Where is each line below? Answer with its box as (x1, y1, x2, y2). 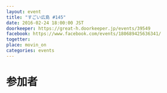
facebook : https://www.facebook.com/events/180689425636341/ (6, 31, 162, 37)
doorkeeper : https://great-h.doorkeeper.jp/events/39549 (6, 25, 151, 32)
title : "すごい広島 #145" (6, 14, 66, 20)
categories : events (6, 48, 55, 54)
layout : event (6, 8, 42, 15)
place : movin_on (6, 42, 47, 48)
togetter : (6, 36, 31, 42)
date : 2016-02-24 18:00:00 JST (6, 20, 84, 26)
